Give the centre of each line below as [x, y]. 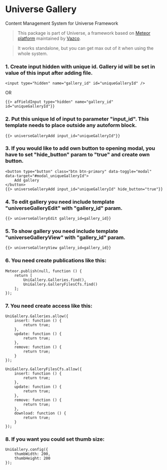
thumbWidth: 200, [32, 454]
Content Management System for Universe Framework [62, 23]
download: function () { [40, 414]
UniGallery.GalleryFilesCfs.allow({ [44, 369]
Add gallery [27, 180]
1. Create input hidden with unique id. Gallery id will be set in [80, 67]
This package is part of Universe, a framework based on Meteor [84, 33]
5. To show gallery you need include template [62, 231]
